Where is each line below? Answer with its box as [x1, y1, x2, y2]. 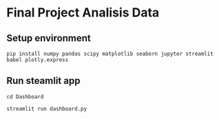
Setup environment [6, 32, 91, 44]
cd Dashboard [6, 93, 44, 100]
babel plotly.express [6, 56, 69, 63]
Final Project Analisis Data [6, 5, 160, 21]
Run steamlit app [6, 75, 81, 87]
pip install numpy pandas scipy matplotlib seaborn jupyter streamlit [6, 50, 214, 57]
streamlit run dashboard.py [6, 105, 88, 112]
